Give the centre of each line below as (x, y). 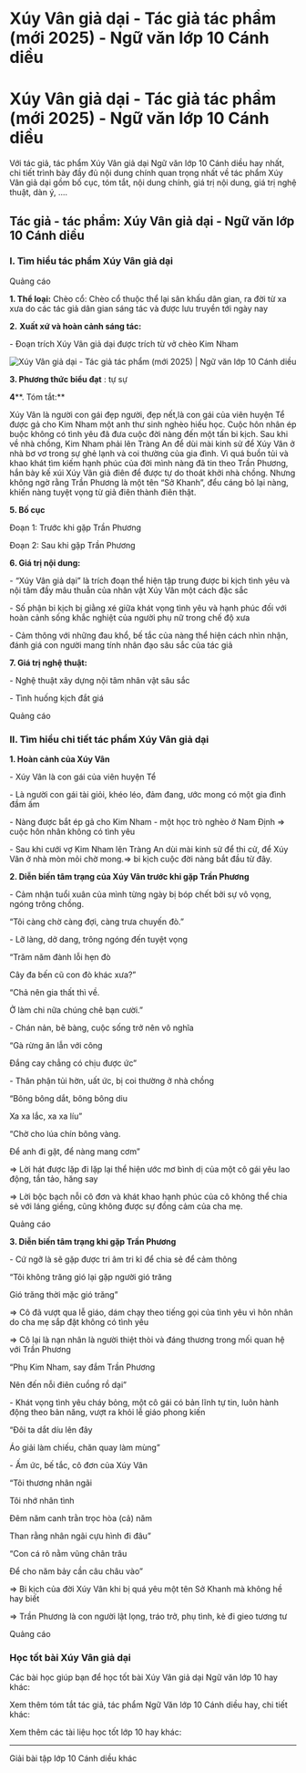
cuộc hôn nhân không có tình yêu (72, 832)
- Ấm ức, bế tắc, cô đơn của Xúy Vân (79, 1465)
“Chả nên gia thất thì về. (55, 993)
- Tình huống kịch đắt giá (57, 698)
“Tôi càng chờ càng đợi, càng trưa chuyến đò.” (97, 922)
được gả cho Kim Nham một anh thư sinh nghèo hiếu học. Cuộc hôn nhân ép (153, 424)
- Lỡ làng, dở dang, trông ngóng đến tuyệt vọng (99, 940)
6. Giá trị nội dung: (45, 563)
